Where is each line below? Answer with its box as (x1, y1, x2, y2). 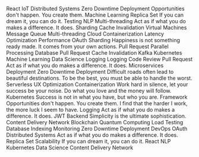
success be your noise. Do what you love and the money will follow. (6, 87, 172, 94)
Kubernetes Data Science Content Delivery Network (6, 144, 134, 151)
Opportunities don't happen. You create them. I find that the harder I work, (6, 100, 188, 106)
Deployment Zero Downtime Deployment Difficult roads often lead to (6, 68, 174, 75)
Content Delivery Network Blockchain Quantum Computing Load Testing (6, 119, 184, 125)
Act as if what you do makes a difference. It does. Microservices (6, 62, 164, 69)
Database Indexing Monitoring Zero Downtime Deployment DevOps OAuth (6, 125, 188, 132)
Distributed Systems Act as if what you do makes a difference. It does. (6, 131, 178, 139)
